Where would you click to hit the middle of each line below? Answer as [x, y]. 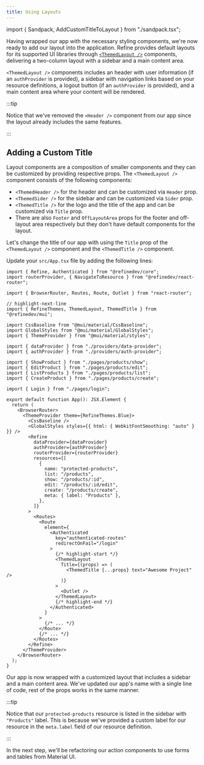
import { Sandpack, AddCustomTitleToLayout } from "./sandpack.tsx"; [93, 29]
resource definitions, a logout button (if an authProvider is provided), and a [100, 85]
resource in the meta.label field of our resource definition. [79, 727]
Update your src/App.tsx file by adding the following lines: [80, 261]
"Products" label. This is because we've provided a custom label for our [96, 720]
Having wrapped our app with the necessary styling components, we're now [102, 41]
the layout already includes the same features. [65, 122]
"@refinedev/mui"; [30, 315]
